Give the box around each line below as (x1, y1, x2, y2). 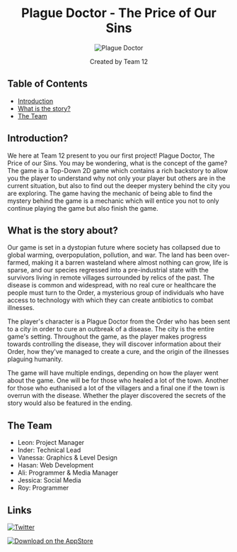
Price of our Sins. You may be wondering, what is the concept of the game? (7, 158, 228, 167)
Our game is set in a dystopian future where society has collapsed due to (7, 243, 221, 252)
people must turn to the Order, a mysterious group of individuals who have (7, 289, 224, 297)
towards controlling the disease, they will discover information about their (7, 340, 221, 348)
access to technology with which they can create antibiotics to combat (7, 296, 214, 304)
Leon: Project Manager (17, 438, 85, 447)
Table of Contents (7, 78, 88, 90)
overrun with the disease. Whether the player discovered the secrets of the (7, 392, 226, 400)
